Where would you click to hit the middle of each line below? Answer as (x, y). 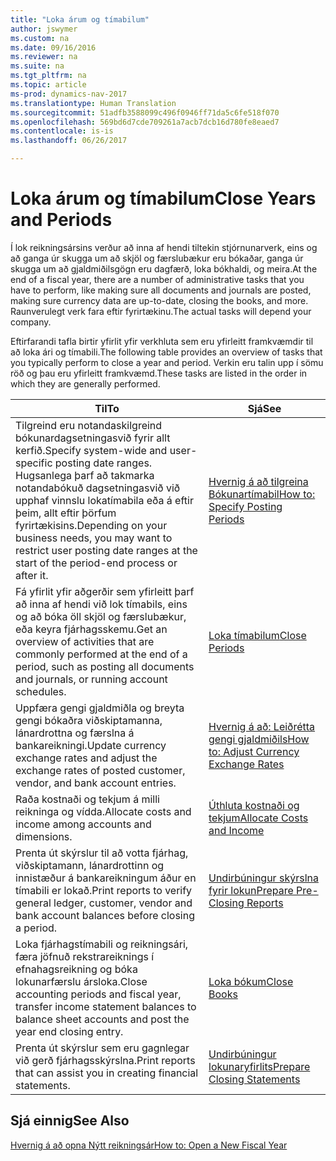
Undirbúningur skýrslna (263, 878)
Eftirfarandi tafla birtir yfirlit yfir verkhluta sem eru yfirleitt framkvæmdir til (162, 341)
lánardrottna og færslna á (75, 733)
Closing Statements (254, 1079)
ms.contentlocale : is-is (62, 131)
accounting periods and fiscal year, (98, 994)
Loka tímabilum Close (257, 635)
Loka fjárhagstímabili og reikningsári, (102, 944)
